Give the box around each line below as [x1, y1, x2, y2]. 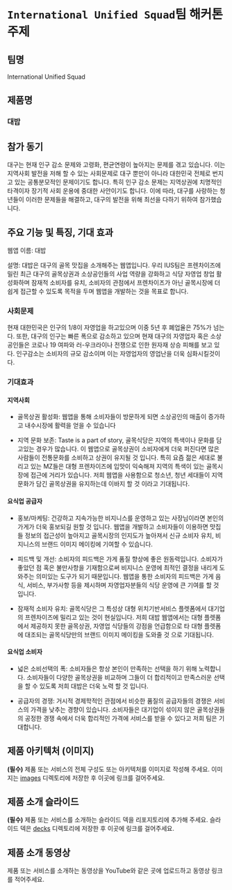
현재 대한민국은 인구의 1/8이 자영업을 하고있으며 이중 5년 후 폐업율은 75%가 [7, 323, 212, 331]
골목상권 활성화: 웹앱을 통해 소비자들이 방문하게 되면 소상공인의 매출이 [17, 412, 207, 421]
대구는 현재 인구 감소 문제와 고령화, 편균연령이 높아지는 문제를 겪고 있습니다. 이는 [7, 161, 226, 169]
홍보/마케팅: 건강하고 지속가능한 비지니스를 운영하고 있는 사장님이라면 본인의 [17, 513, 224, 522]
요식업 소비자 [7, 648, 43, 656]
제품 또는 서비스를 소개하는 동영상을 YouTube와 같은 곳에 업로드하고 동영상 [7, 866, 210, 875]
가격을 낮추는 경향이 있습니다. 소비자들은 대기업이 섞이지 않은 [30, 705, 196, 714]
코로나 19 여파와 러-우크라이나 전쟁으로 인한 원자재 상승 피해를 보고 [31, 341, 213, 349]
